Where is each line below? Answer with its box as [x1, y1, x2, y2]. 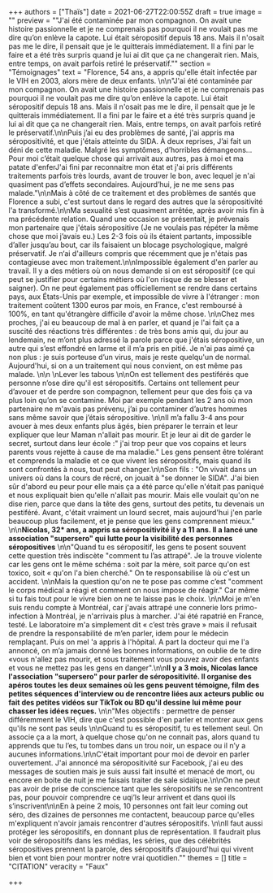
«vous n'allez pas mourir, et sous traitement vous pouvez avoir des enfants [8, 654, 260, 664]
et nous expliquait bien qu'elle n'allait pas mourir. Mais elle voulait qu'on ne [8, 491, 260, 500]
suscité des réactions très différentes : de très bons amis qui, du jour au [8, 327, 249, 336]
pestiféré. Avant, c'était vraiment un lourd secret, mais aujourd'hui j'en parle [8, 508, 262, 517]
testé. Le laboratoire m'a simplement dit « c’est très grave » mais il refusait [8, 620, 258, 629]
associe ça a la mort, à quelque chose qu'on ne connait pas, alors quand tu [8, 732, 260, 742]
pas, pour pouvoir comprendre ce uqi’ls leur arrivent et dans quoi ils [8, 792, 236, 802]
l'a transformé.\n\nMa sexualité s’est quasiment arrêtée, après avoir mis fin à [8, 206, 265, 215]
